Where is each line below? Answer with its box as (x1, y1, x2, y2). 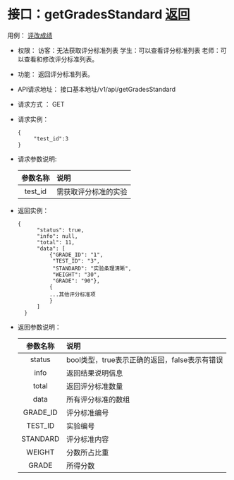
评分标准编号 (66, 407, 109, 417)
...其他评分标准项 (49, 291, 97, 298)
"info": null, (36, 232, 78, 240)
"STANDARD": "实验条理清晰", (52, 265, 132, 272)
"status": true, (36, 227, 85, 234)
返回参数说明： (17, 323, 61, 331)
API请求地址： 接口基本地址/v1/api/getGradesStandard (17, 85, 176, 93)
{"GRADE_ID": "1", (49, 251, 104, 258)
